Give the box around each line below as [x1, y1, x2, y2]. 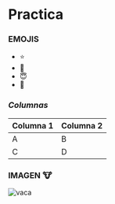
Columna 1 [12, 120, 54, 131]
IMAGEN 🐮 [8, 169, 52, 180]
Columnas [8, 100, 49, 111]
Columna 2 [61, 120, 103, 131]
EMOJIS [8, 34, 39, 45]
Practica [8, 6, 64, 24]
